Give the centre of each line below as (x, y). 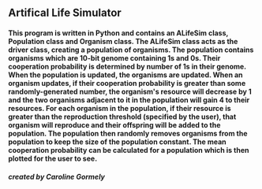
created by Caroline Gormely (56, 176)
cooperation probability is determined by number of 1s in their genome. (127, 66)
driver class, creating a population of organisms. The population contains (131, 50)
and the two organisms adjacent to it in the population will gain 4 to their (129, 100)
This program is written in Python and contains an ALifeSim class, (118, 33)
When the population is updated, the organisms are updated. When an (125, 75)
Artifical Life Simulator (65, 13)
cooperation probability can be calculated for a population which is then (129, 150)
